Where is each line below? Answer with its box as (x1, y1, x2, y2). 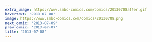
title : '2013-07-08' (5, 29, 47, 34)
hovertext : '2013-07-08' (5, 12, 56, 16)
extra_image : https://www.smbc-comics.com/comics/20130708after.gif (5, 7, 147, 12)
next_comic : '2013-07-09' (5, 20, 57, 26)
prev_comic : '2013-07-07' (5, 25, 57, 30)
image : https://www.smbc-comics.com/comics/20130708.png (5, 16, 123, 21)
